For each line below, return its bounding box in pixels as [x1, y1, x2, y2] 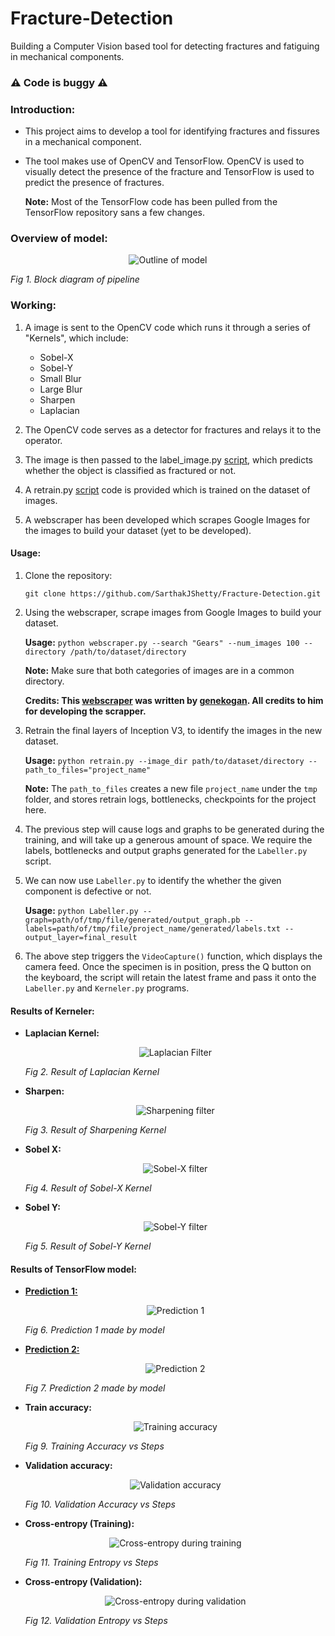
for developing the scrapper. [24, 705, 147, 717]
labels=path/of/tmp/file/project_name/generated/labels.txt [24, 923, 281, 934]
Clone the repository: [24, 569, 113, 581]
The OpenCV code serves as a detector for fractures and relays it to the [24, 423, 322, 436]
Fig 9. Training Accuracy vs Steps [24, 1440, 165, 1452]
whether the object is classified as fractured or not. [24, 464, 237, 476]
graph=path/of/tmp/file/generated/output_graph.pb [24, 915, 241, 925]
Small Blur [39, 372, 82, 384]
